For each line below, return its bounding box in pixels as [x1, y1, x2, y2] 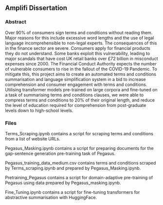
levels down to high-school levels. [5, 107, 73, 113]
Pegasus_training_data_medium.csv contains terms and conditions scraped [5, 160, 156, 165]
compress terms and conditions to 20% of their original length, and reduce [5, 97, 155, 103]
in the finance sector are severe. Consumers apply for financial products [5, 45, 150, 51]
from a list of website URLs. [5, 136, 60, 142]
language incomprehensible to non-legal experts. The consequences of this [5, 40, 157, 46]
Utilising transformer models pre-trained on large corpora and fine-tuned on [5, 86, 158, 92]
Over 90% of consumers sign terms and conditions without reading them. [5, 29, 153, 36]
